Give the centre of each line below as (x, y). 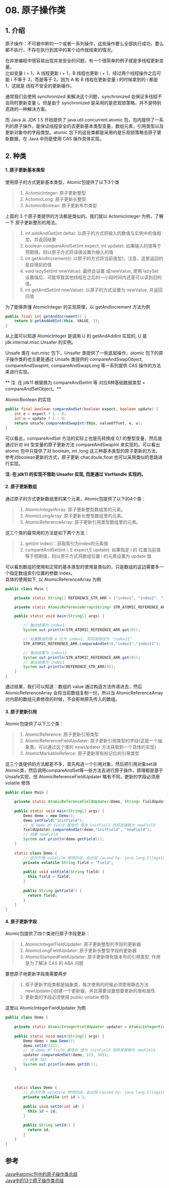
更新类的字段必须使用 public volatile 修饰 (67, 997)
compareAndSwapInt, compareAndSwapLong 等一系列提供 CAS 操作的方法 (83, 365)
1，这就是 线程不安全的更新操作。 (40, 86)
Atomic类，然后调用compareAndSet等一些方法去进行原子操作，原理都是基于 (84, 770)
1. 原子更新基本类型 (25, 170)
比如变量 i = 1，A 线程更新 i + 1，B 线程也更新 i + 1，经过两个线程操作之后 (81, 73)
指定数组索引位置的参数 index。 (42, 573)
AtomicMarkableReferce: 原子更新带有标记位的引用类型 (82, 754)
